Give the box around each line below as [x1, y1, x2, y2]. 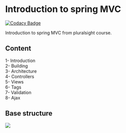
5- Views [5, 78, 24, 84]
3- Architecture [5, 68, 37, 74]
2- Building [5, 62, 28, 68]
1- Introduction [5, 57, 36, 63]
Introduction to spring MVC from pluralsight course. [5, 29, 112, 35]
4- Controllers [5, 73, 34, 79]
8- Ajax [5, 94, 21, 100]
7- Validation [5, 89, 32, 95]
